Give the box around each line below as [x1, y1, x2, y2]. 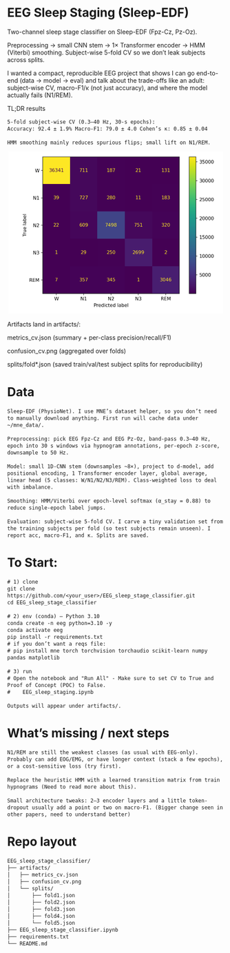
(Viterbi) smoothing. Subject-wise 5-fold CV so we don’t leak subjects [7, 48, 206, 57]
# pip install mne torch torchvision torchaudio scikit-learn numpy [7, 647, 208, 654]
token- [189, 797, 208, 804]
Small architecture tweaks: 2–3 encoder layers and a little [7, 797, 187, 804]
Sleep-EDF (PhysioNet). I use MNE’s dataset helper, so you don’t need [7, 408, 217, 415]
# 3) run [7, 668, 32, 675]
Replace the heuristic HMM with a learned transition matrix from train [7, 777, 220, 783]
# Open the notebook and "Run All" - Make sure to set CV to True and [7, 675, 214, 682]
